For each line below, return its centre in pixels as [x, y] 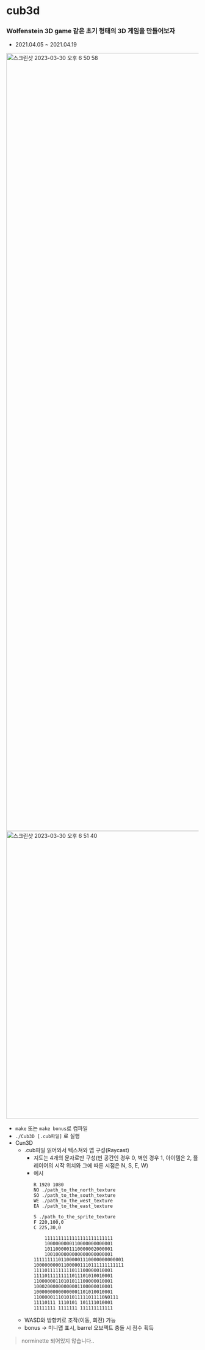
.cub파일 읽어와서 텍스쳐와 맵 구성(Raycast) [77, 1150]
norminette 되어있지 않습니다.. [58, 1341]
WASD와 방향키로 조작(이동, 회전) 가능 [70, 1320]
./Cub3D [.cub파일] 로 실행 [48, 1136]
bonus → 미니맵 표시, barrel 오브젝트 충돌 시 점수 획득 [89, 1328]
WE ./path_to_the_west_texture [73, 1201]
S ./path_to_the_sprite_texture [74, 1217]
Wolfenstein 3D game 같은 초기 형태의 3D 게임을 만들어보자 [91, 31]
